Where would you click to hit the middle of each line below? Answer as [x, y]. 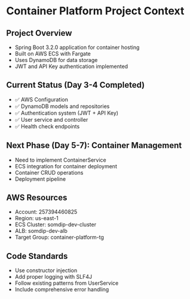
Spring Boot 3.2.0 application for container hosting [77, 47]
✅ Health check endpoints [47, 126]
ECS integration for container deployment [66, 166]
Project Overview [39, 33]
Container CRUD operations [49, 172]
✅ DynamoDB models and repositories [62, 106]
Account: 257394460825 [46, 212]
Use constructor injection [46, 270]
